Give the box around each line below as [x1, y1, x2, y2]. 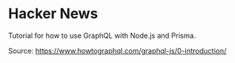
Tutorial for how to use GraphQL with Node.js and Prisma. [8, 31, 196, 40]
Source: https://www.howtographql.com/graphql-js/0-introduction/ [8, 46, 227, 55]
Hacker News [8, 5, 99, 23]
